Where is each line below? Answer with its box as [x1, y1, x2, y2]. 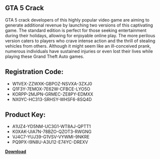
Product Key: [5, 110, 46, 119]
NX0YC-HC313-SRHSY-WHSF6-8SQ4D [12, 96, 92, 102]
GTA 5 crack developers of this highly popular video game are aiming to [5, 17, 150, 23]
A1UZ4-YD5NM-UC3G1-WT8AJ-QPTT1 [12, 124, 91, 130]
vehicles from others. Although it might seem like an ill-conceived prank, [5, 43, 151, 49]
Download [5, 149, 26, 155]
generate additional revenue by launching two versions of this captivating [5, 22, 153, 28]
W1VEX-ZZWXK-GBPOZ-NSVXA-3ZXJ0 [12, 80, 92, 86]
